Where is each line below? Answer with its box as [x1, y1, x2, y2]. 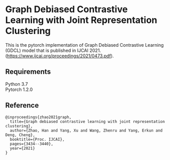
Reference [5, 101, 39, 110]
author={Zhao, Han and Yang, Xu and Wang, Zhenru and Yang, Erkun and [10, 128, 163, 133]
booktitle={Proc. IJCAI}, [10, 137, 65, 142]
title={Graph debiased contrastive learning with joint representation [10, 119, 165, 124]
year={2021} [10, 146, 36, 151]
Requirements [5, 68, 51, 76]
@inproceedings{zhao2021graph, [5, 114, 72, 120]
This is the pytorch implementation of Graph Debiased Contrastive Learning [5, 42, 164, 48]
